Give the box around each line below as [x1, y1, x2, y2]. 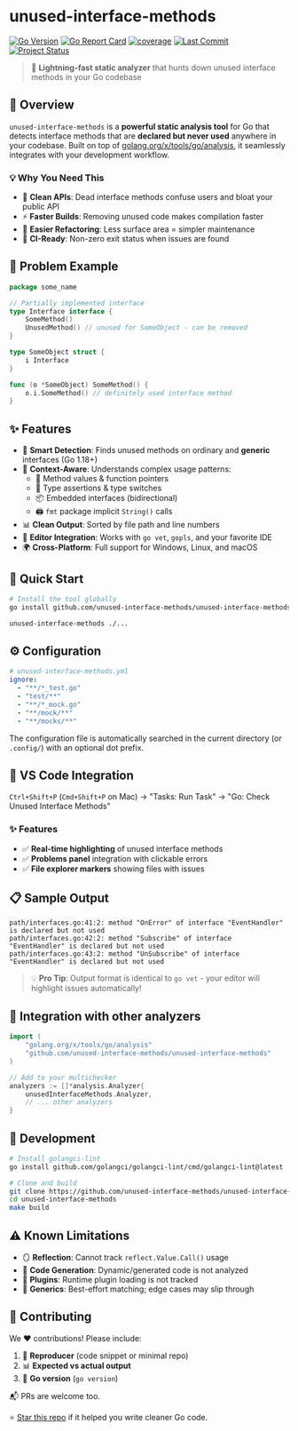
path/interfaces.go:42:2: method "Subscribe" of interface [9, 934, 232, 943]
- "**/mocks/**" [17, 717, 77, 726]
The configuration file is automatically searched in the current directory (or [9, 733, 282, 743]
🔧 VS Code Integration [9, 767, 135, 783]
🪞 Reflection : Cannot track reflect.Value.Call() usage [21, 1252, 229, 1263]
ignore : [9, 675, 38, 685]
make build [9, 1204, 50, 1212]
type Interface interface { [9, 306, 114, 316]
